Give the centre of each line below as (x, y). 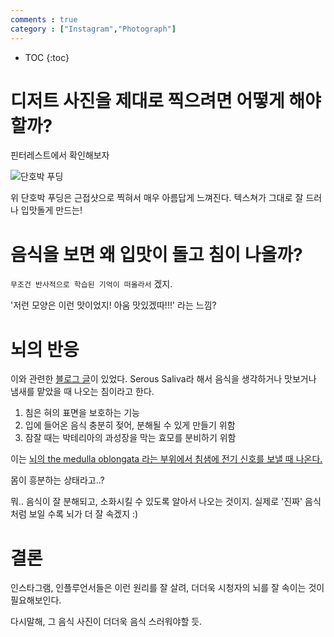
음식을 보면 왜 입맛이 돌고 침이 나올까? (156, 254)
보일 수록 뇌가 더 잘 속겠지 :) (83, 514)
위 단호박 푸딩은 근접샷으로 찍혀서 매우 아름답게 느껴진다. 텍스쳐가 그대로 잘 (157, 198)
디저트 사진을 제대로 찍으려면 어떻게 (147, 100)
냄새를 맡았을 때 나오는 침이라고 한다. (82, 392)
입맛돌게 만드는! (51, 210)
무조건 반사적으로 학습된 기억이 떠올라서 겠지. (91, 284)
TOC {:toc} (47, 57)
